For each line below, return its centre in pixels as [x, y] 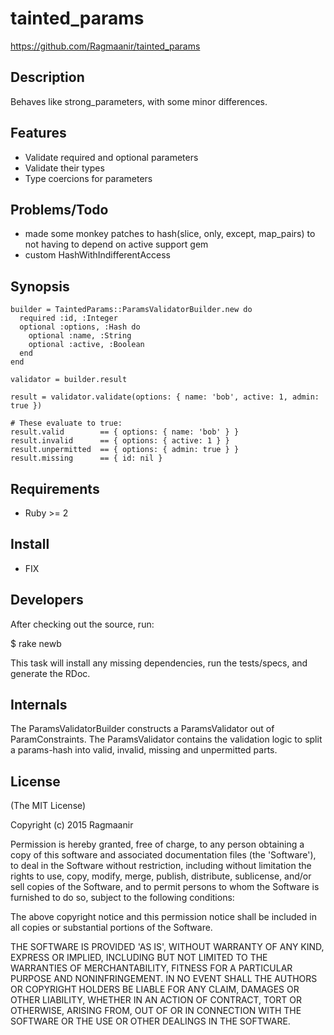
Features [38, 133]
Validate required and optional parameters [111, 157]
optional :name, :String [80, 336]
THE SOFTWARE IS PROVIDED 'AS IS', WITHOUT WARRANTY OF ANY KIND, [167, 947]
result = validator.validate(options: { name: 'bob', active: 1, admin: [165, 397]
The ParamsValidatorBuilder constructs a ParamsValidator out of [142, 729]
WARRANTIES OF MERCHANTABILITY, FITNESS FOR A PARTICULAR [151, 968]
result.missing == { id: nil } [86, 458]
